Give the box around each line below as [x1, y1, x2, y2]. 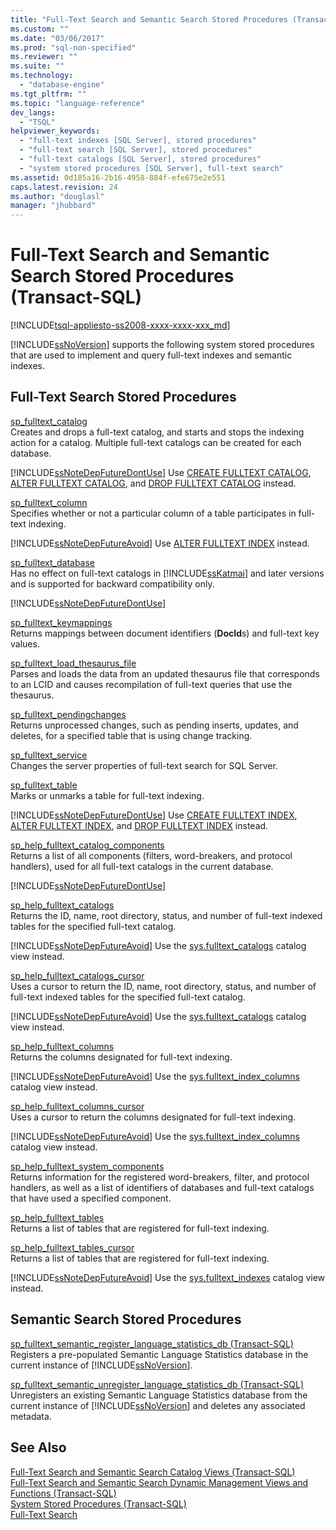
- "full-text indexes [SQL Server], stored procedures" [19, 136, 257, 146]
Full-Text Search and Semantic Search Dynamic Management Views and [10, 1476, 309, 1488]
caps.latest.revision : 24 [10, 182, 118, 192]
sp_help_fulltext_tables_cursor [10, 1241, 135, 1253]
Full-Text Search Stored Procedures [10, 389, 237, 406]
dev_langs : [10, 107, 56, 118]
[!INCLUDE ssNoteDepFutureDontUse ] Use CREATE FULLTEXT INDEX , [10, 809, 298, 821]
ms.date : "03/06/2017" [10, 33, 105, 43]
